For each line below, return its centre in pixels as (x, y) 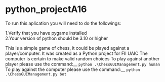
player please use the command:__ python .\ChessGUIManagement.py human (83, 64)
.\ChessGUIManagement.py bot (36, 74)
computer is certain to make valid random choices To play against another (82, 58)
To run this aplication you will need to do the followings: (63, 23)
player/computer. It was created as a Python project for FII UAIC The (76, 53)
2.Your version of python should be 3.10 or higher (57, 38)
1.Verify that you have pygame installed (46, 33)
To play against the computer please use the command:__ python (73, 69)
